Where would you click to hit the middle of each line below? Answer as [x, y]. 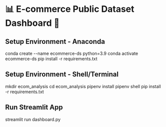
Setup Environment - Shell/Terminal [62, 74]
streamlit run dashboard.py [33, 119]
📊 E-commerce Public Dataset [70, 9]
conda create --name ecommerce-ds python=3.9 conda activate [72, 53]
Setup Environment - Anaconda [55, 42]
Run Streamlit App [34, 107]
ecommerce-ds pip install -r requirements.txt [51, 59]
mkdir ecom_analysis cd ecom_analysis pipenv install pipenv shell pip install [83, 86]
